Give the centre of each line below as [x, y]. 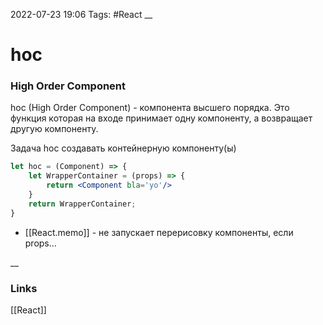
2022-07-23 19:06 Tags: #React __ [81, 14]
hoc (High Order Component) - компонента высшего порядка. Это [150, 108]
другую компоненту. [54, 129]
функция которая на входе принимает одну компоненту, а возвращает [161, 118]
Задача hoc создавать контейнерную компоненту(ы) [123, 148]
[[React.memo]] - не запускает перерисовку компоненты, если [159, 232]
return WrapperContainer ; [82, 204]
